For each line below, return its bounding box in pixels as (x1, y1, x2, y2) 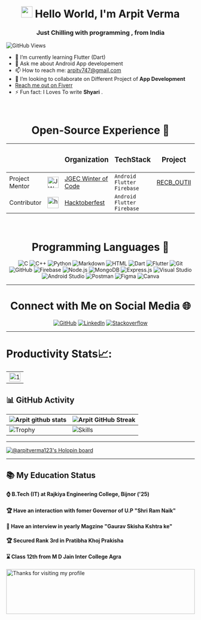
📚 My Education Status (6, 470, 96, 480)
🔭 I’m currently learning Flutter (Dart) (14, 54, 106, 61)
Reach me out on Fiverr (14, 81, 73, 89)
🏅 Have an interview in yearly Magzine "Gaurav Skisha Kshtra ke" (6, 523, 173, 530)
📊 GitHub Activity (6, 395, 75, 405)
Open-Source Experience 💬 (31, 123, 170, 137)
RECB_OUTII (156, 179, 191, 187)
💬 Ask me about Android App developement (14, 60, 124, 67)
